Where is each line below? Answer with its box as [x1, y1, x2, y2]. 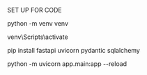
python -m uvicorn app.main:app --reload [7, 60, 127, 68]
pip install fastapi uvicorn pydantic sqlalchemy [7, 47, 141, 54]
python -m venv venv [7, 19, 68, 27]
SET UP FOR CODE [7, 6, 63, 14]
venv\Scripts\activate [7, 33, 68, 41]
